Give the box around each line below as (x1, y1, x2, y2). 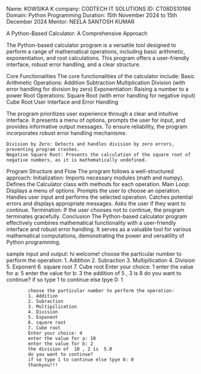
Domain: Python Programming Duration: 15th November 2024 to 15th (6, 12, 177, 19)
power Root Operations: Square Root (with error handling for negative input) (6, 92, 196, 99)
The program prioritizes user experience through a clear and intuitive (6, 110, 179, 117)
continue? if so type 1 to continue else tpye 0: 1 (6, 276, 123, 283)
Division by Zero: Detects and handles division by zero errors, (6, 141, 174, 147)
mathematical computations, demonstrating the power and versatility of (6, 232, 185, 239)
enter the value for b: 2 (28, 341, 94, 347)
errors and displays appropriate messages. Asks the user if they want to (6, 200, 186, 207)
